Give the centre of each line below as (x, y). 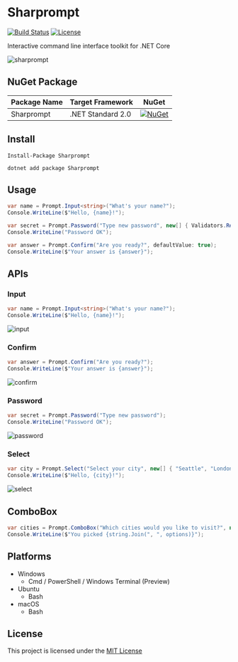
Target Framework (101, 102)
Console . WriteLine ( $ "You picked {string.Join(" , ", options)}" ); (106, 534)
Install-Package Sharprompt (49, 156)
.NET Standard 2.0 (101, 114)
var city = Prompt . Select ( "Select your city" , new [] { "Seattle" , (107, 469)
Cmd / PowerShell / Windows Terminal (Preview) (99, 581)
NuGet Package (42, 82)
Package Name (37, 102)
